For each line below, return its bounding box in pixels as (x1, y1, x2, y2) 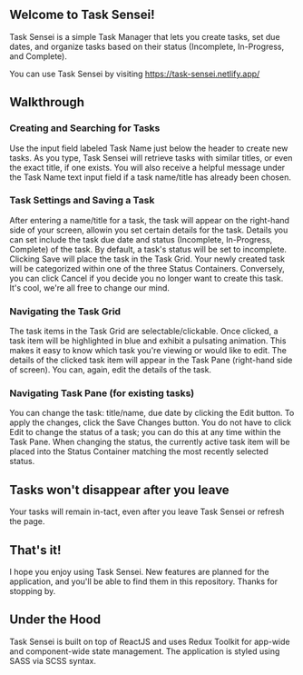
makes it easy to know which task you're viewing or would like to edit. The (9, 345, 288, 356)
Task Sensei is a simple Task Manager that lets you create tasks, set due (9, 31, 280, 42)
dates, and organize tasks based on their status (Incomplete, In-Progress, (9, 41, 284, 52)
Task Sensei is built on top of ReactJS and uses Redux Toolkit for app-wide (9, 636, 290, 647)
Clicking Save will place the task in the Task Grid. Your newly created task (9, 253, 286, 264)
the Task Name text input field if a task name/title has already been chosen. (9, 172, 292, 183)
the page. (9, 516, 45, 527)
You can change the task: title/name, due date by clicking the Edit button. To (9, 408, 295, 419)
